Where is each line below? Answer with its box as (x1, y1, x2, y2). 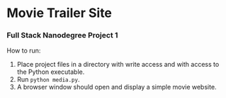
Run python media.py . (16, 75, 80, 84)
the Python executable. (16, 67, 85, 76)
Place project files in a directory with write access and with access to (16, 60, 220, 69)
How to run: (6, 46, 41, 55)
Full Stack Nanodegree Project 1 (6, 31, 118, 40)
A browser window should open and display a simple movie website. (16, 83, 217, 92)
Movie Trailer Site (6, 5, 113, 21)
